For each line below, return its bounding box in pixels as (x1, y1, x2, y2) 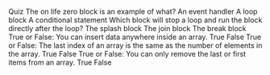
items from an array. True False (8, 57, 112, 67)
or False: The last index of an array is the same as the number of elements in (8, 41, 263, 50)
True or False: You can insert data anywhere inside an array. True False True (8, 32, 262, 41)
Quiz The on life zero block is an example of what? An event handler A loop (8, 7, 258, 16)
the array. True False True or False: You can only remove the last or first (8, 49, 247, 58)
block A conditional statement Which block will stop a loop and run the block (8, 15, 263, 25)
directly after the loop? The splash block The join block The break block (8, 24, 247, 33)
